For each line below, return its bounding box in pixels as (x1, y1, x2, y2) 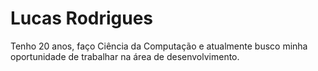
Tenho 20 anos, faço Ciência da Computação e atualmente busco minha (10, 40, 308, 52)
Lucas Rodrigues (10, 7, 154, 30)
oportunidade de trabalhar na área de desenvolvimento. (10, 50, 240, 62)
